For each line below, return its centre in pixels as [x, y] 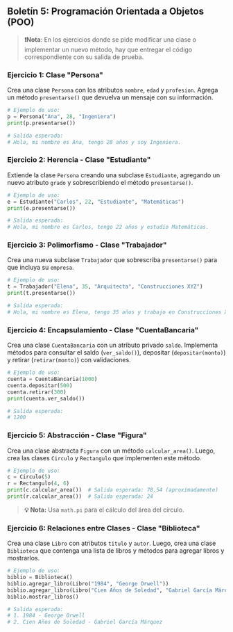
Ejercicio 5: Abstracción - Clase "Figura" [77, 435]
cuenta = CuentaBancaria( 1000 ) [52, 379]
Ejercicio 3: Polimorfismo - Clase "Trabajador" [87, 245]
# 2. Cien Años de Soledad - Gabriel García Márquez [85, 622]
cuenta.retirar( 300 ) [37, 392]
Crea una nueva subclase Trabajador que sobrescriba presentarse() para [112, 260]
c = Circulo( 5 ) [29, 477]
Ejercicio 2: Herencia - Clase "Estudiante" [79, 160]
